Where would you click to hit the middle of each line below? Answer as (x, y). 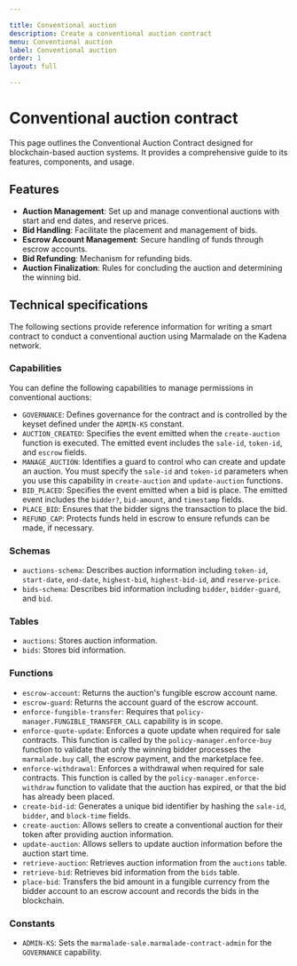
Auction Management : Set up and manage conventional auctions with (151, 211)
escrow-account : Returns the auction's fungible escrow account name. (149, 692)
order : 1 (25, 59)
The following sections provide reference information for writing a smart (141, 326)
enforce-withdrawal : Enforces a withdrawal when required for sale (143, 768)
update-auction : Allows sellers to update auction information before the (152, 843)
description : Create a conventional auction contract (111, 33)
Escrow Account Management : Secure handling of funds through (143, 239)
